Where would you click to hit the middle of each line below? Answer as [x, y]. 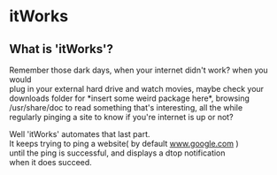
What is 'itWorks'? [61, 49]
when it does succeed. [51, 162]
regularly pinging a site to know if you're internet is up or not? [121, 117]
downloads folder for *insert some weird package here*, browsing [130, 98]
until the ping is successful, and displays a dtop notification [117, 153]
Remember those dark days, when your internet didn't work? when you [138, 70]
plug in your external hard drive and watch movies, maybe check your [136, 89]
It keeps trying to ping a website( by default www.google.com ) [124, 144]
